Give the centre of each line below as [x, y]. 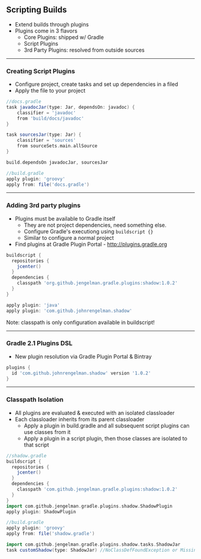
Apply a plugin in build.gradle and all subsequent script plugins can [106, 426]
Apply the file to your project [50, 91]
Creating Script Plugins [41, 71]
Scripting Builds [36, 10]
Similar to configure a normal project [69, 237]
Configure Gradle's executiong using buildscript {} [89, 231]
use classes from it [47, 432]
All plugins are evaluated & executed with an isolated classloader [95, 413]
